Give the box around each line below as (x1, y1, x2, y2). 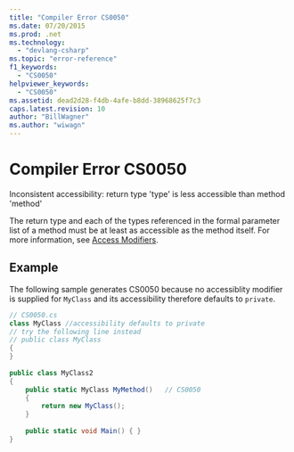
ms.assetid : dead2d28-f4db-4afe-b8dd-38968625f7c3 (9, 95, 201, 105)
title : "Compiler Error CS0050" (9, 12, 129, 22)
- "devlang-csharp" (17, 46, 90, 55)
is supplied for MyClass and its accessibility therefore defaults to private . (9, 293, 276, 304)
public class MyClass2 (9, 368, 94, 377)
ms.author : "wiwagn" (9, 121, 86, 130)
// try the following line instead (9, 327, 142, 336)
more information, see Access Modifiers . (9, 234, 159, 245)
